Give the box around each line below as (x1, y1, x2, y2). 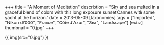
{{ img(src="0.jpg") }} (5, 34, 49, 40)
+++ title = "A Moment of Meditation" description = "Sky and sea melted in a (5, 4, 160, 10)
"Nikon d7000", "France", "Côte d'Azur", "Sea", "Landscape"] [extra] (5, 20, 143, 25)
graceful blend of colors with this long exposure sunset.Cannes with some (5, 9, 155, 15)
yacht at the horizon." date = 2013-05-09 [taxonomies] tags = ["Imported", (5, 15, 156, 20)
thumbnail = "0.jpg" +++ (5, 25, 54, 31)
